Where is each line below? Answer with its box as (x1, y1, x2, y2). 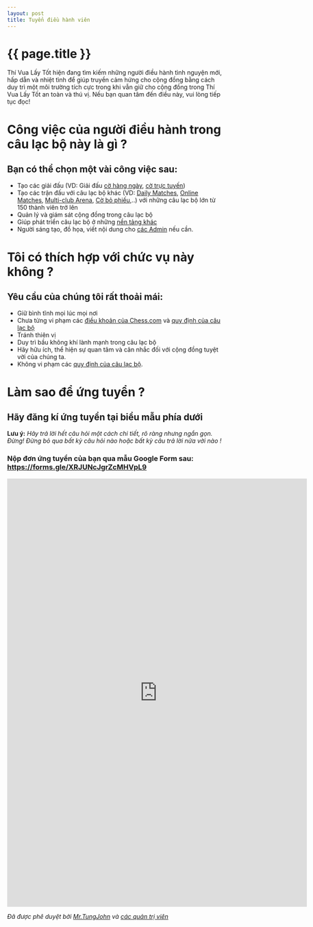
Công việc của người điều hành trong (7, 121, 221, 137)
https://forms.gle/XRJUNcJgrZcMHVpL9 (7, 462, 147, 472)
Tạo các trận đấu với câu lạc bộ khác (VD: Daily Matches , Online (16, 189, 199, 197)
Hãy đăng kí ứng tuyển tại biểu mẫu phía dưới (7, 412, 203, 423)
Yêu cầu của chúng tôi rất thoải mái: (7, 291, 163, 303)
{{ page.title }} (7, 46, 92, 62)
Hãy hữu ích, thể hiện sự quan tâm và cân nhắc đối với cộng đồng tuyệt (16, 345, 218, 354)
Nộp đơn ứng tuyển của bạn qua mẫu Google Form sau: (7, 454, 194, 463)
